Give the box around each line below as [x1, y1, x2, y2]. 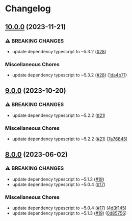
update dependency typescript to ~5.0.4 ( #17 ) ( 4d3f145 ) [12, 205, 127, 211]
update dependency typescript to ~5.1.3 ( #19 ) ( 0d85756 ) [12, 210, 127, 216]
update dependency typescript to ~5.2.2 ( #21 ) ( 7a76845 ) [12, 136, 128, 142]
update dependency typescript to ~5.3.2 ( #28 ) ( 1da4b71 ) [12, 72, 127, 78]
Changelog [5, 3, 51, 14]
